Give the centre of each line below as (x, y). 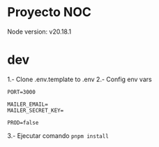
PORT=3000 (22, 92)
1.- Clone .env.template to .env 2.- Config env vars (79, 79)
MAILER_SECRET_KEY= (36, 110)
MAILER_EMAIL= (28, 104)
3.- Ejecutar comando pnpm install (58, 135)
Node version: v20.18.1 (39, 31)
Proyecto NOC (50, 12)
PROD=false (23, 122)
